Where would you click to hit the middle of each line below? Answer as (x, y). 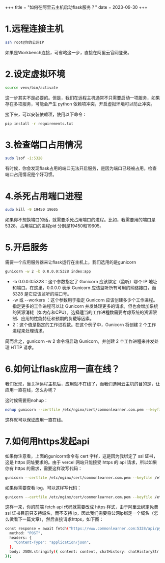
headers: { (21, 538)
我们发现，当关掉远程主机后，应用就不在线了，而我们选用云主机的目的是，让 (82, 384)
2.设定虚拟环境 (35, 74)
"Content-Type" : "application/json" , (53, 543)
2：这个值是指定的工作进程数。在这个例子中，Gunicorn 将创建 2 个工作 (84, 325)
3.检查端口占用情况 (44, 145)
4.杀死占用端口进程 (44, 196)
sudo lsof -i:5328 (24, 158)
